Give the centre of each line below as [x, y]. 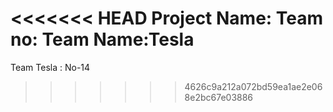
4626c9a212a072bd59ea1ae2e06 [253, 86]
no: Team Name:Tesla [102, 39]
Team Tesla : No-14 [50, 67]
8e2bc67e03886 [219, 97]
